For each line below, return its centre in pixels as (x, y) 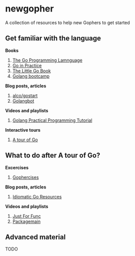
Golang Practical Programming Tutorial (52, 120)
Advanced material (35, 237)
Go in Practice (27, 65)
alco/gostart (25, 95)
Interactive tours (23, 130)
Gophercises (25, 177)
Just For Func (26, 216)
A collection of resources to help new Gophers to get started (67, 23)
